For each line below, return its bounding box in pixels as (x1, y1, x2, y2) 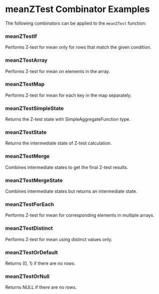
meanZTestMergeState (5, 177, 63, 184)
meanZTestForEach (5, 200, 54, 207)
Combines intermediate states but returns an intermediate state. (5, 188, 137, 194)
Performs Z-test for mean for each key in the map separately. (5, 92, 132, 98)
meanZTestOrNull (5, 273, 50, 280)
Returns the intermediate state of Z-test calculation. (5, 140, 112, 146)
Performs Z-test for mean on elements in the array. (5, 68, 110, 74)
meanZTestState (5, 129, 47, 136)
